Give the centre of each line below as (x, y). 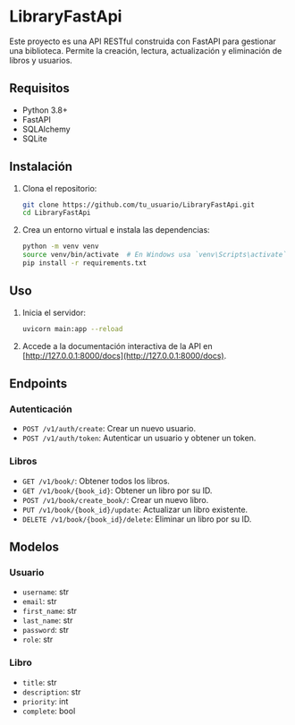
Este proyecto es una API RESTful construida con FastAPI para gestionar (143, 41)
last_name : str (47, 620)
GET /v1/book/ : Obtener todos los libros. (96, 481)
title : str (39, 682)
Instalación (41, 167)
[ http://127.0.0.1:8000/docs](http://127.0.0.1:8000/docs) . (124, 355)
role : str (38, 640)
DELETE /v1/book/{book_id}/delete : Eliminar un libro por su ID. (137, 519)
